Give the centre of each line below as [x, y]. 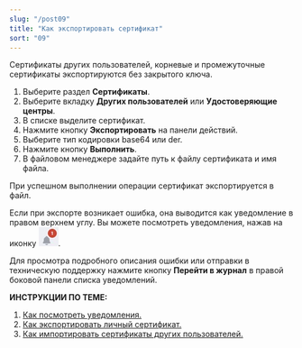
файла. [36, 169]
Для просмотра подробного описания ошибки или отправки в [129, 261]
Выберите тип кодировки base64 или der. [102, 140]
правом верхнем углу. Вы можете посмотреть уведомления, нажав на [146, 223]
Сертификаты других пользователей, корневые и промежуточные [137, 65]
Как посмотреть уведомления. [82, 315]
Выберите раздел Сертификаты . [86, 92]
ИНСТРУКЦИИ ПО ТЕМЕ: [59, 298]
